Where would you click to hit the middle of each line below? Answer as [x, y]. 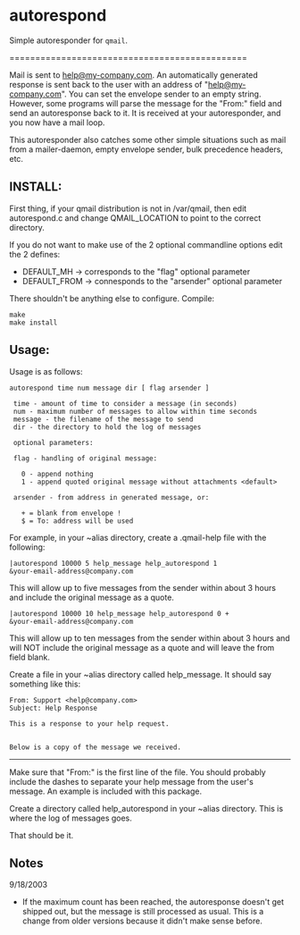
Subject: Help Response [54, 708]
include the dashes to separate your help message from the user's [132, 781]
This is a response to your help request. [89, 724]
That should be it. [42, 835]
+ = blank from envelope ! [71, 513]
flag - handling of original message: [85, 458]
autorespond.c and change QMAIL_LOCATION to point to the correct [135, 218]
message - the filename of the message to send [103, 419]
